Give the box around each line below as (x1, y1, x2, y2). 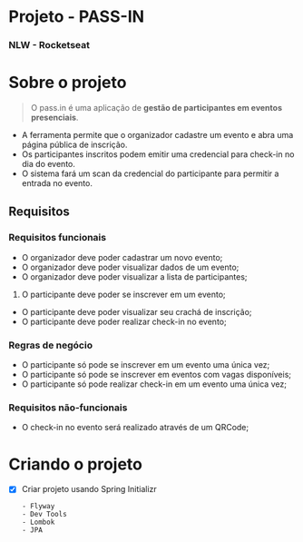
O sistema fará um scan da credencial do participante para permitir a (21, 168, 279, 179)
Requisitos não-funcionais (8, 401, 128, 414)
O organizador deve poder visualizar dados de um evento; (21, 261, 239, 272)
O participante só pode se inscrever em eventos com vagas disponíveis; (21, 370, 292, 380)
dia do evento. (21, 159, 76, 170)
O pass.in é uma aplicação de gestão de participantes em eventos (30, 103, 283, 113)
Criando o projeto (8, 454, 142, 474)
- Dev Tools (21, 510, 67, 519)
